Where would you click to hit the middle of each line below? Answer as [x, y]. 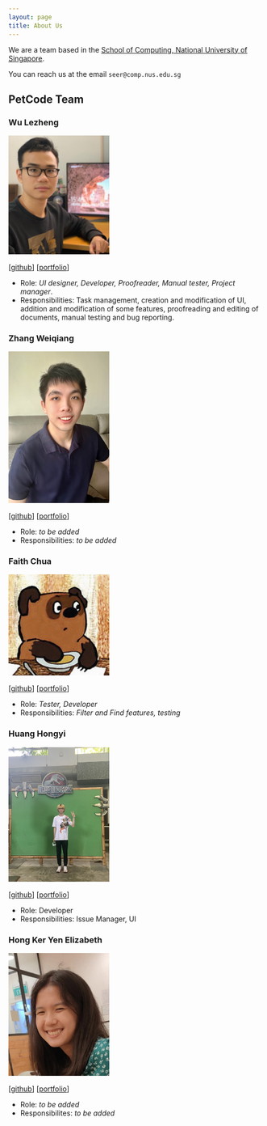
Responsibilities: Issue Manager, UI [78, 919]
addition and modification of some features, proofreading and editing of [139, 308]
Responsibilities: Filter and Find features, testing [100, 713]
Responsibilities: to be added [68, 540]
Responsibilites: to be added [67, 1113]
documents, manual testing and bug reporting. [97, 317]
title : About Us [35, 25]
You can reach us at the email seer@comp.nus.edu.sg [95, 74]
